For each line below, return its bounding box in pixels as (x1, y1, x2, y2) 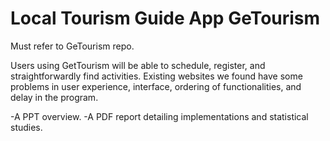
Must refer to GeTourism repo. (10, 40, 135, 52)
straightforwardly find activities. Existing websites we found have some (10, 70, 303, 82)
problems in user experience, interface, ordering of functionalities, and (10, 80, 302, 92)
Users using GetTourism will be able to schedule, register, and (10, 59, 266, 71)
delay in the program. (10, 91, 99, 103)
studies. (10, 121, 43, 133)
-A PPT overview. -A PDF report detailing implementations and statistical (10, 110, 309, 122)
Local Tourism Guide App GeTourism (10, 7, 321, 30)
